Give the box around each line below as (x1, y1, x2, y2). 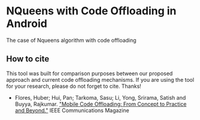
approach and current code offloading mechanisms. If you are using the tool (6, 76, 195, 83)
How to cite (6, 54, 50, 64)
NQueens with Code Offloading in (6, 4, 177, 18)
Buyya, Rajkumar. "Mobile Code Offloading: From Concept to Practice (14, 100, 187, 107)
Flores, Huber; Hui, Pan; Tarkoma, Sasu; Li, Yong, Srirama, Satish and (14, 94, 186, 101)
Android (6, 17, 48, 30)
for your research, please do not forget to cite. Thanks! (6, 82, 142, 90)
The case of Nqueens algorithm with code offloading (6, 36, 137, 44)
